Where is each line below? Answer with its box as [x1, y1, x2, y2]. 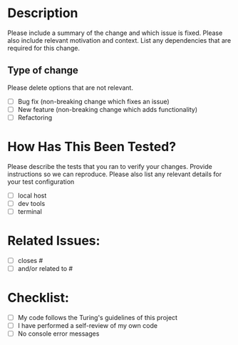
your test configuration [7, 177, 75, 186]
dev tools [17, 199, 46, 207]
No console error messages [17, 329, 100, 338]
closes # [17, 257, 43, 264]
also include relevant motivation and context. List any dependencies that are [7, 36, 232, 44]
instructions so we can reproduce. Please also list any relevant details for [7, 170, 222, 178]
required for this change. [7, 43, 81, 52]
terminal [17, 207, 43, 215]
